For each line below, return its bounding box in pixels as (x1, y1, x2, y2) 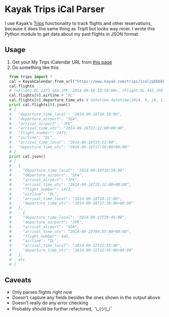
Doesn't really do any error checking (12, 300, 88, 306)
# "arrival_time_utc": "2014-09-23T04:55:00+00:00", (9, 229, 132, 234)
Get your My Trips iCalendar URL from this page (12, 59, 112, 65)
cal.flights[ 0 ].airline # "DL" (9, 93, 75, 98)
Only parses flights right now (12, 289, 73, 295)
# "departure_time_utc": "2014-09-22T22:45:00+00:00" (9, 248, 134, 253)
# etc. (9, 257, 28, 262)
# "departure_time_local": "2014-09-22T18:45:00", (9, 215, 127, 220)
